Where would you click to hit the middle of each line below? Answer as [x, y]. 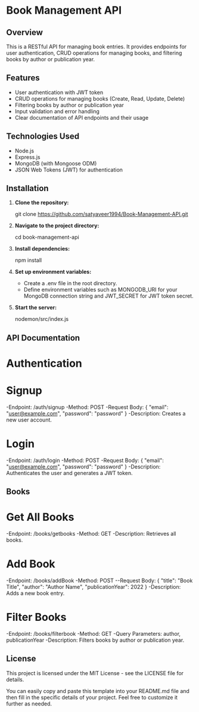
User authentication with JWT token [59, 92]
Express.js [27, 157]
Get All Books [40, 517]
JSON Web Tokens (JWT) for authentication [69, 170]
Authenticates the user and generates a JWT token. [69, 473]
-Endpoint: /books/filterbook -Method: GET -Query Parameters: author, [93, 634]
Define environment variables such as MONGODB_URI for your [100, 290]
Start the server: [36, 308]
